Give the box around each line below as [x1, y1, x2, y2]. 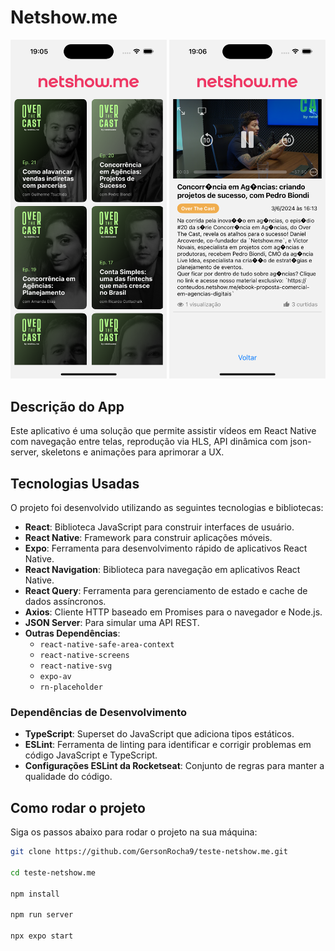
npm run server [10, 910, 74, 920]
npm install [10, 889, 60, 899]
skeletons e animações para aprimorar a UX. [41, 446, 225, 458]
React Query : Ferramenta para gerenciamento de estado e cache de [24, 584, 308, 596]
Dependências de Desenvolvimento [10, 705, 188, 719]
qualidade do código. [24, 771, 113, 783]
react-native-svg [39, 661, 113, 671]
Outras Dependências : [24, 627, 121, 639]
